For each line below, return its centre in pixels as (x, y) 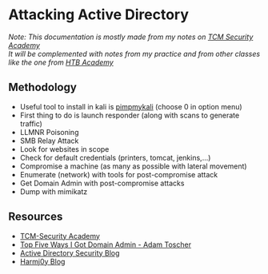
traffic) (31, 123)
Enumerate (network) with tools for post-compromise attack (119, 174)
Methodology (43, 87)
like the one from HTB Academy (61, 62)
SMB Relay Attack (49, 141)
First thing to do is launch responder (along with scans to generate (130, 115)
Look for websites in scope (64, 149)
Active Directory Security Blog (70, 252)
